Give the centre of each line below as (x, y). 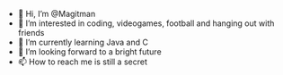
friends (31, 33)
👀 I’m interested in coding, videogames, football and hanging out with (146, 23)
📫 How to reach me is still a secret (83, 62)
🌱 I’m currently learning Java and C (83, 42)
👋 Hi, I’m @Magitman (57, 14)
